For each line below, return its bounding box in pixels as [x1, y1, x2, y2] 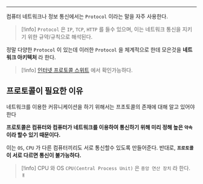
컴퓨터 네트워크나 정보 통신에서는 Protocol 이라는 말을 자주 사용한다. [6, 13, 168, 20]
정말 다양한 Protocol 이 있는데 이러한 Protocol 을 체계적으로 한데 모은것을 [6, 46, 182, 53]
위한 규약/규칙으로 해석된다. [27, 33, 93, 40]
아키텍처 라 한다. [17, 54, 56, 61]
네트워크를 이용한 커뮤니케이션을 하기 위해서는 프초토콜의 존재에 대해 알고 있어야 [6, 103, 195, 110]
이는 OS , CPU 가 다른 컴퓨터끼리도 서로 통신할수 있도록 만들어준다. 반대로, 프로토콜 [6, 143, 194, 151]
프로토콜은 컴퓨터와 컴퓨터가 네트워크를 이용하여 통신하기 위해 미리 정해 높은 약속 [6, 123, 193, 131]
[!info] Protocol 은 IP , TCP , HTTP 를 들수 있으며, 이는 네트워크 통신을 [21, 25, 181, 33]
